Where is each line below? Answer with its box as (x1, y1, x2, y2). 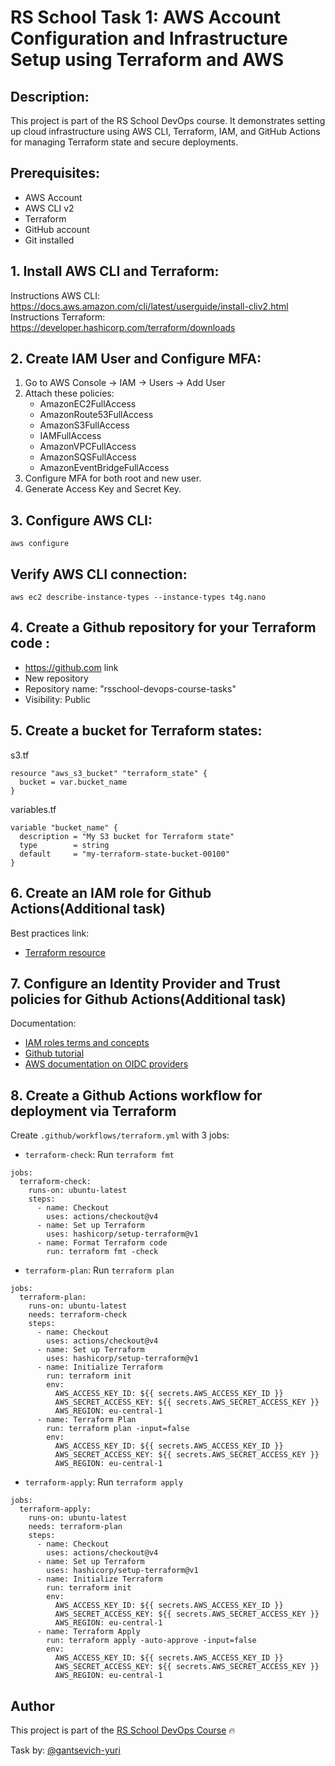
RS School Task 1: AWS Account (10, 6, 281, 29)
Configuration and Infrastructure (10, 27, 288, 50)
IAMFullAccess (39, 430, 102, 442)
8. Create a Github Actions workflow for (10, 1087, 263, 1104)
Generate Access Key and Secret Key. (24, 483, 182, 495)
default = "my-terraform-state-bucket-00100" (19, 849, 230, 859)
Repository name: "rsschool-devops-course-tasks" (24, 682, 237, 695)
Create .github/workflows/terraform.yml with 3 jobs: (10, 1129, 230, 1141)
